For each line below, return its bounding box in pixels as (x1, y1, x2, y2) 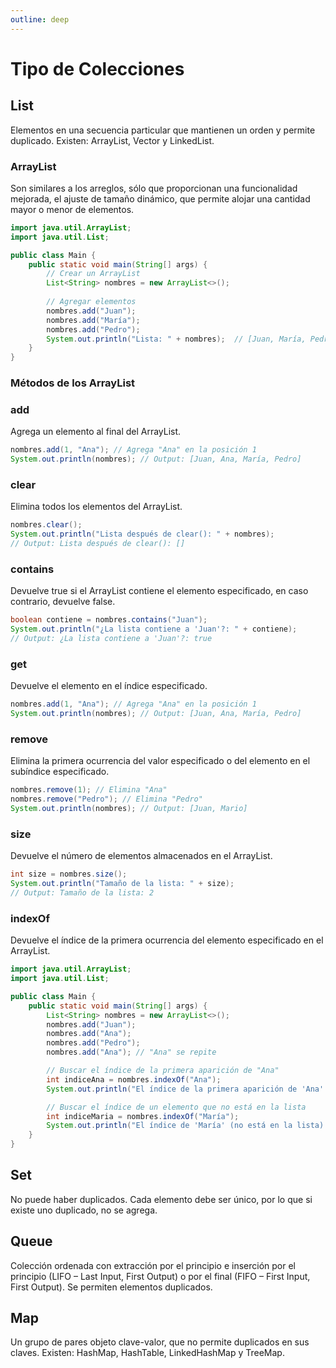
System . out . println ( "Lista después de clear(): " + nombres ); (10, 529, 275, 540)
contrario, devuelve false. (10, 596, 116, 608)
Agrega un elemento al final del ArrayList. (10, 426, 182, 438)
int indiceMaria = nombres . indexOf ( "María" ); (46, 1111, 240, 1121)
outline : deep (10, 14, 70, 25)
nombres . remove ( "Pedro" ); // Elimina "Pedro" (10, 794, 203, 805)
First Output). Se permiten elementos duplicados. (10, 1281, 213, 1293)
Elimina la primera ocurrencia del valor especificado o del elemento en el (10, 755, 311, 767)
